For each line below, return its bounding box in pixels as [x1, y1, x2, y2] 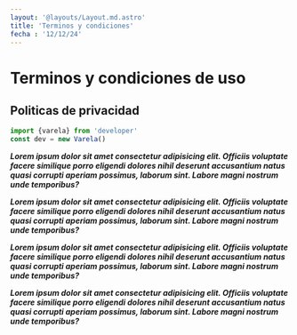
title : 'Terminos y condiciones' [10, 21, 134, 30]
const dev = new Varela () [10, 135, 106, 144]
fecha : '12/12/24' [10, 29, 83, 38]
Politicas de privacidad [10, 103, 140, 118]
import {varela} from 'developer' [10, 126, 139, 136]
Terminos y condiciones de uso [10, 68, 246, 88]
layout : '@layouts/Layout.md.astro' [10, 12, 146, 22]
